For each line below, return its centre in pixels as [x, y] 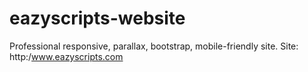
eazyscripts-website [97, 18]
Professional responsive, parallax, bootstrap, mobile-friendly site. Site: [154, 46]
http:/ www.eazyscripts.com [66, 56]
